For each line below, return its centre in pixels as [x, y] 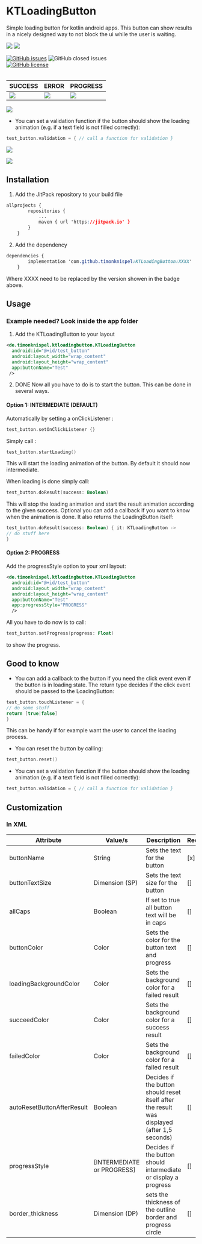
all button [159, 907]
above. [15, 285]
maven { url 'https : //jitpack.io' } [84, 222]
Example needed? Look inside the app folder [72, 321]
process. [17, 737]
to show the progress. [33, 645]
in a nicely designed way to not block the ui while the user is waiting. [91, 34]
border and [161, 1217]
